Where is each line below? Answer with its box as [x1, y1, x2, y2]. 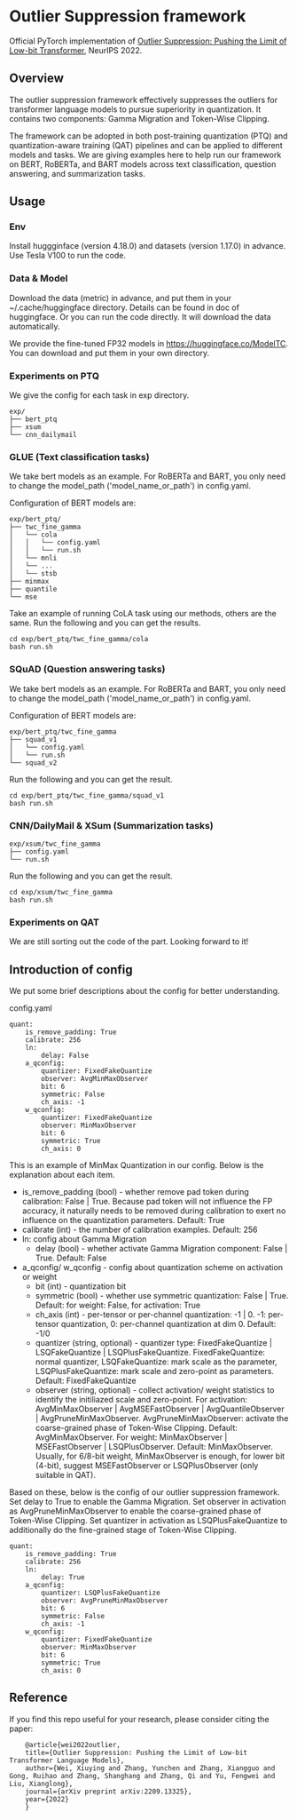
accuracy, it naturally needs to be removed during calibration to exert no [21, 1205, 286, 1216]
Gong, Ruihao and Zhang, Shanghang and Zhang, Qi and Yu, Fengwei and [9, 1771, 276, 1780]
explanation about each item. [9, 1170, 115, 1180]
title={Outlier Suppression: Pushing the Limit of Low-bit [25, 1748, 248, 1757]
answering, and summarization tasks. [9, 168, 146, 179]
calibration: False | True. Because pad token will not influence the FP [21, 1196, 273, 1207]
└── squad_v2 [9, 758, 58, 767]
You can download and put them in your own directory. [9, 347, 210, 358]
